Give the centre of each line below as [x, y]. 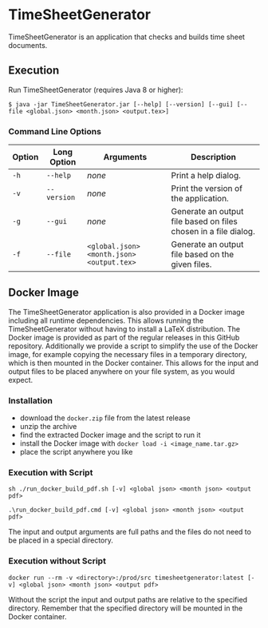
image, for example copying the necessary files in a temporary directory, [128, 354]
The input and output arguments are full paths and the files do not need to [130, 532]
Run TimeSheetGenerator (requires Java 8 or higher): [96, 89]
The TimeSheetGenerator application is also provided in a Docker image [126, 312]
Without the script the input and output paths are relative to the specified [128, 599]
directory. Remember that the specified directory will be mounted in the [126, 608]
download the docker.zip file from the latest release [105, 418]
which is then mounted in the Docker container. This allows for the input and [134, 363]
